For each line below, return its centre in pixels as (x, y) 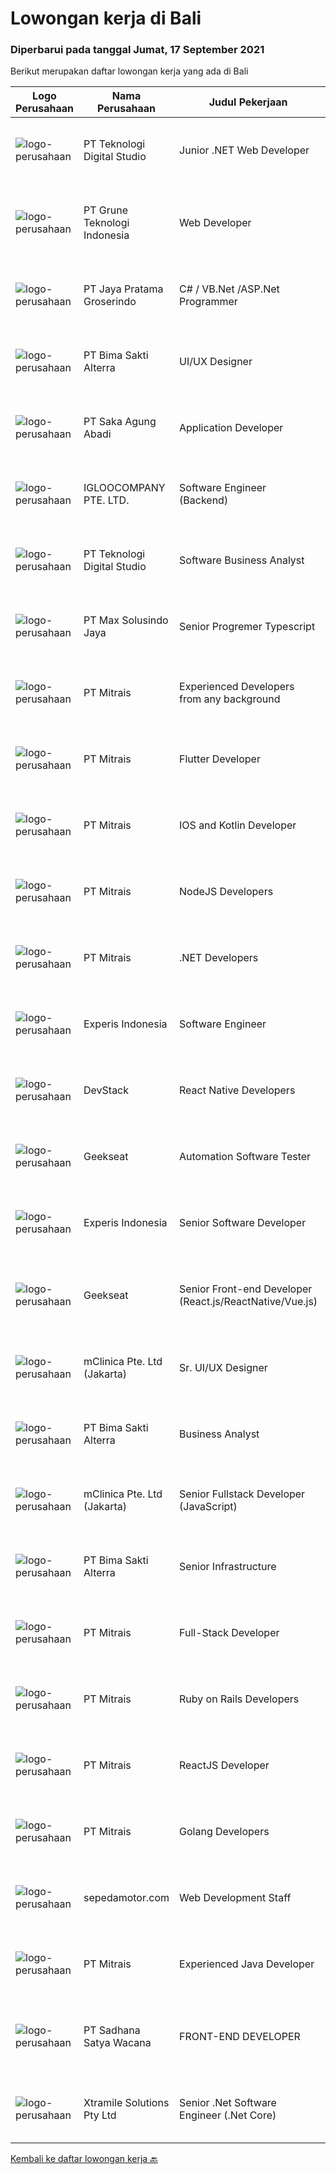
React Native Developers (237, 1090)
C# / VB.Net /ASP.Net (229, 289)
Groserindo (110, 302)
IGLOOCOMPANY (124, 488)
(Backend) (204, 500)
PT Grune (106, 210)
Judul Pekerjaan (248, 102)
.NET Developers (219, 958)
